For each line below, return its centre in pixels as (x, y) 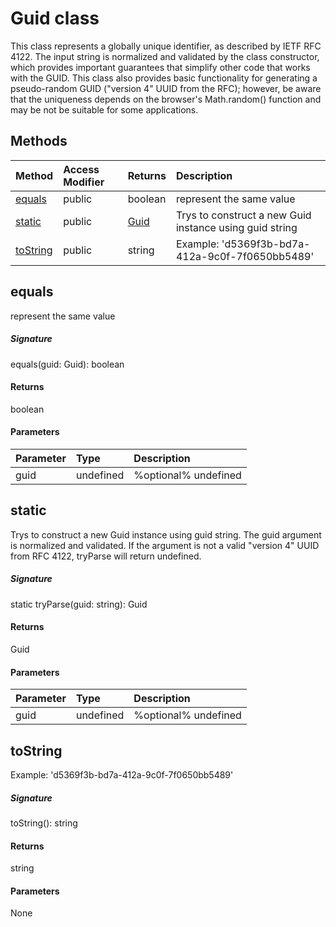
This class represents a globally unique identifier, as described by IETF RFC (166, 46)
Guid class (55, 18)
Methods (39, 141)
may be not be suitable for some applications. (104, 109)
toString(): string (44, 823)
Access (81, 169)
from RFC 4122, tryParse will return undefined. (106, 556)
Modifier (84, 182)
